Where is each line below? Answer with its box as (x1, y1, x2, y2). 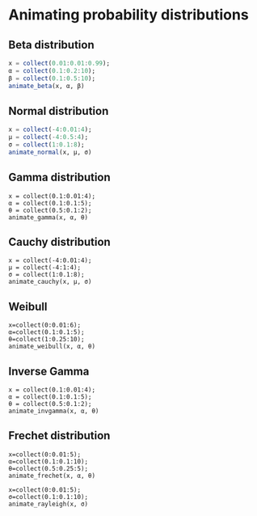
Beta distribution (8, 38, 95, 52)
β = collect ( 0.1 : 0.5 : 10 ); (8, 74, 95, 82)
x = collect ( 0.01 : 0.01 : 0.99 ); (8, 59, 111, 67)
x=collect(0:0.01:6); (8, 321, 82, 329)
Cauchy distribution (8, 235, 111, 249)
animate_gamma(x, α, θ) (8, 213, 89, 222)
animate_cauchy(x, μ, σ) (8, 277, 92, 286)
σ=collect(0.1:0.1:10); (8, 493, 89, 501)
